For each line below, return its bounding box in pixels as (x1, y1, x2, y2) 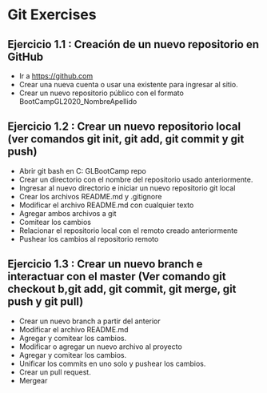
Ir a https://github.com (18, 71, 94, 81)
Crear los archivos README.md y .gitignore (18, 191, 162, 201)
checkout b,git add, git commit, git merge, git (7, 283, 237, 296)
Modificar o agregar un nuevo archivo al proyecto (18, 342, 183, 351)
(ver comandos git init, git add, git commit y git (7, 132, 245, 146)
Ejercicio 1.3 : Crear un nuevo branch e (7, 258, 203, 271)
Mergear (18, 375, 48, 385)
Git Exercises (7, 6, 97, 24)
